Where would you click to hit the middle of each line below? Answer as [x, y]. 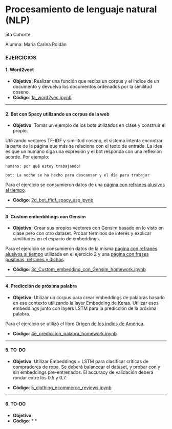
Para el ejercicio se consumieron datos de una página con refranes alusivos [85, 185]
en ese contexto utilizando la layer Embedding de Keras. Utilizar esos [85, 303]
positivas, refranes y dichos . [35, 260]
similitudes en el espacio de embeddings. [57, 239]
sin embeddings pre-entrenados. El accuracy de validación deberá [83, 372]
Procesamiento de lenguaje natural [81, 9]
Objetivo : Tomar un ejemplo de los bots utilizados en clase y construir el [89, 125]
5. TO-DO [16, 350]
